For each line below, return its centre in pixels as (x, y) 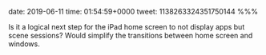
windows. (24, 44)
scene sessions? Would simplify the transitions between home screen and (131, 35)
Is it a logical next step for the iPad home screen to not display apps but (127, 27)
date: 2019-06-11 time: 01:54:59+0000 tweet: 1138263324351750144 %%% (133, 12)
